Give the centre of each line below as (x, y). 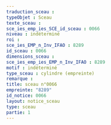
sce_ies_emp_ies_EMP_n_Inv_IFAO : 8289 (56, 62)
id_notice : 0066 (26, 96)
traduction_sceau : (30, 12)
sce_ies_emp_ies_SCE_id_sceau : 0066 (53, 29)
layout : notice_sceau (33, 101)
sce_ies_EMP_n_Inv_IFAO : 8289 (45, 46)
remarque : (20, 79)
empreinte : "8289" (29, 90)
